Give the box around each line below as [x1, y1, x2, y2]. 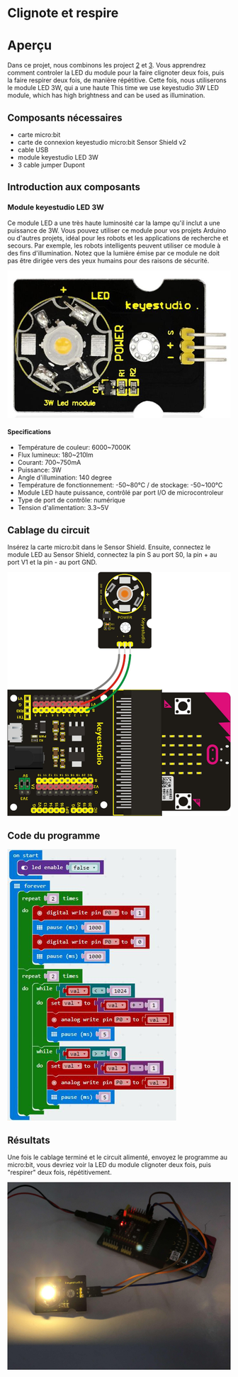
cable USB [17, 145, 49, 154]
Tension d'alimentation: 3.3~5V [17, 504, 109, 512]
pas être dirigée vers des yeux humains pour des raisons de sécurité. [7, 256, 210, 265]
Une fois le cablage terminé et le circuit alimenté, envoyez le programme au [7, 1153, 228, 1161]
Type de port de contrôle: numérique [17, 496, 125, 504]
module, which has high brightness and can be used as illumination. [7, 91, 205, 100]
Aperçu [7, 38, 52, 54]
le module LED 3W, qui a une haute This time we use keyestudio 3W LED [7, 84, 220, 92]
